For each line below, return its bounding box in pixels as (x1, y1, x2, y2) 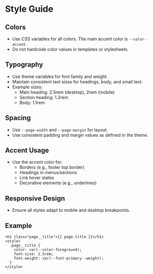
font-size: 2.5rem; (14, 251, 54, 257)
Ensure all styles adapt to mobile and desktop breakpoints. (12, 207, 131, 213)
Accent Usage (5, 146, 49, 155)
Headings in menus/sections (19, 170, 77, 175)
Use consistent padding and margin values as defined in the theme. (12, 132, 149, 138)
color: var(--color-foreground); (14, 248, 82, 252)
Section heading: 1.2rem (19, 94, 68, 100)
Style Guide (5, 3, 54, 15)
